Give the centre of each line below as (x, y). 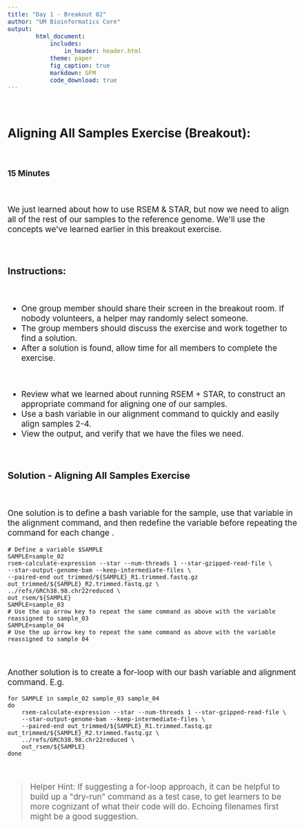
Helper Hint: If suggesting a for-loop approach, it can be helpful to (155, 787)
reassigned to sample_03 (49, 618)
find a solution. (49, 338)
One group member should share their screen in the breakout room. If (153, 309)
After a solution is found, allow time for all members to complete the (149, 349)
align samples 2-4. (56, 424)
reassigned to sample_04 (49, 639)
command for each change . (61, 533)
